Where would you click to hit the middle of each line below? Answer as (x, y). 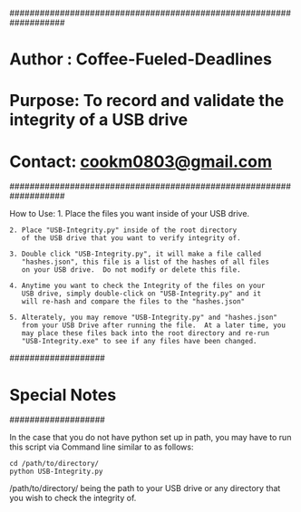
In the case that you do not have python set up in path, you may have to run (150, 438)
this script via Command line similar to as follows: (102, 447)
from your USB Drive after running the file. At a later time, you (153, 325)
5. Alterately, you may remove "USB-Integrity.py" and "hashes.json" (144, 318)
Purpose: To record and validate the (147, 101)
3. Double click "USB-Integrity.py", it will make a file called (135, 254)
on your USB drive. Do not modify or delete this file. (131, 270)
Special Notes (63, 395)
